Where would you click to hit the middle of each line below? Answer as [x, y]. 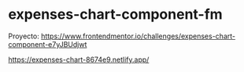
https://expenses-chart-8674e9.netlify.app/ [79, 59]
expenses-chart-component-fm [115, 14]
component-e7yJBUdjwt [48, 44]
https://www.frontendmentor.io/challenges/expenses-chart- [138, 36]
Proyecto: [24, 36]
